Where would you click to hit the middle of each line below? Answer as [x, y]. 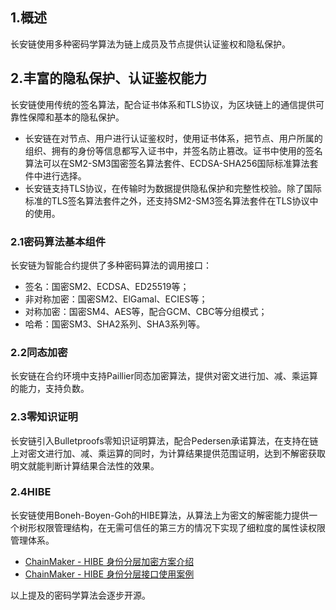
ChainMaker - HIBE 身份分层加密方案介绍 [109, 561]
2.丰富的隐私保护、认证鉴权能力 [109, 78]
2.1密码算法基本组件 [58, 241]
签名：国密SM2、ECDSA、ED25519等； [107, 286]
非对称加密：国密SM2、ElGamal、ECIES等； [116, 299]
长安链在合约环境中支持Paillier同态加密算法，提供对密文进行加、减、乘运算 [164, 376]
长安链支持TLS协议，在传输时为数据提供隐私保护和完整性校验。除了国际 [173, 188]
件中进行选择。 [55, 175]
